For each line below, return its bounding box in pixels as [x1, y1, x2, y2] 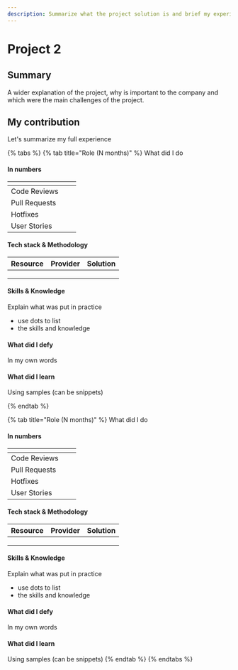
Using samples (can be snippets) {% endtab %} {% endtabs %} [7, 655, 193, 664]
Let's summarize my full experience [7, 135, 112, 144]
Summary [7, 69, 52, 82]
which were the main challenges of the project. [7, 95, 144, 104]
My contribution [7, 117, 80, 129]
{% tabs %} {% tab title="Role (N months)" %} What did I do [7, 148, 183, 157]
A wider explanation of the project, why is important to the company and [7, 88, 218, 97]
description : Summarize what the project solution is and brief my [7, 10, 211, 18]
